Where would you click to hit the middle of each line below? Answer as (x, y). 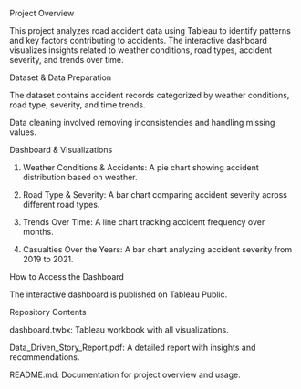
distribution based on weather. (80, 177)
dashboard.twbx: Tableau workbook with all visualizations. (119, 330)
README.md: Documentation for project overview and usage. (125, 374)
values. (23, 132)
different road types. (61, 205)
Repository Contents (48, 312)
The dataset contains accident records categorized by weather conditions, (150, 95)
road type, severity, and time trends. (78, 105)
